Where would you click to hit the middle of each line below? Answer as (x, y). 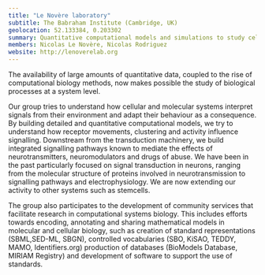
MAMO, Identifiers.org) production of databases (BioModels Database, (123, 247)
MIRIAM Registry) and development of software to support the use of (120, 256)
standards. (26, 264)
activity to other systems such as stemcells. (79, 190)
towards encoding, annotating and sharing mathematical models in (116, 222)
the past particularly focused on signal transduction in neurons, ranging (125, 165)
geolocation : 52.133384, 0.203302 (65, 30)
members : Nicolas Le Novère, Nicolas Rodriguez (88, 45)
